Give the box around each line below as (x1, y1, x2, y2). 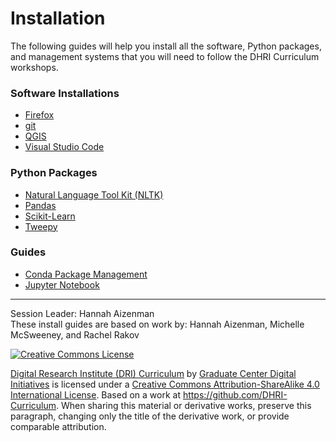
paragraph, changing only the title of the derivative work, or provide (10, 410, 290, 422)
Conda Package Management (24, 268, 148, 280)
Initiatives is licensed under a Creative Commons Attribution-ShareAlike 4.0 (10, 378, 320, 390)
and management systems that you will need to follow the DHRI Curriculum (10, 50, 320, 62)
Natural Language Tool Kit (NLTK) (24, 188, 164, 201)
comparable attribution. (10, 420, 107, 432)
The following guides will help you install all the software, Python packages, (10, 40, 322, 52)
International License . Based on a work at (10, 388, 181, 401)
